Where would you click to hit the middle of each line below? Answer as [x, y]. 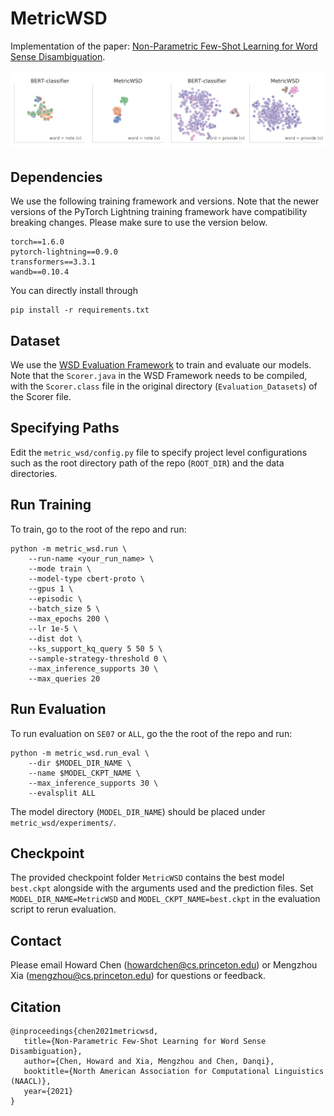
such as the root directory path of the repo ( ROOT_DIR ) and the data [147, 463]
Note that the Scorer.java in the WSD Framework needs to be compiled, [159, 376]
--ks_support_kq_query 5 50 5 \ [95, 648]
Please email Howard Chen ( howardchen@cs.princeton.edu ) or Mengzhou [164, 965]
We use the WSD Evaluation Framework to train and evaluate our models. [161, 365]
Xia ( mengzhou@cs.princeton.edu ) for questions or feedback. [138, 976]
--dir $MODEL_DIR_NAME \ [80, 763]
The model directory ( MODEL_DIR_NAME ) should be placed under [138, 811]
